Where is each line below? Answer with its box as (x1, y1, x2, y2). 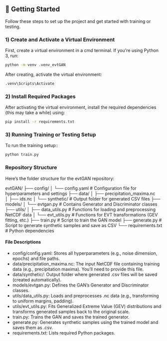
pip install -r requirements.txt (5, 119, 75, 124)
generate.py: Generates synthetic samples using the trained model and (12, 319, 159, 325)
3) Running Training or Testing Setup (5, 131, 96, 138)
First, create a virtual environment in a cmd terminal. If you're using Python (5, 47, 159, 53)
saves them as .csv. (12, 324, 53, 330)
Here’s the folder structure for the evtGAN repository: (5, 175, 115, 181)
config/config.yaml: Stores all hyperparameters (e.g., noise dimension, (12, 250, 158, 256)
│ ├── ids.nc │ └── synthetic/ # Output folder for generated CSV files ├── (5, 195, 161, 201)
